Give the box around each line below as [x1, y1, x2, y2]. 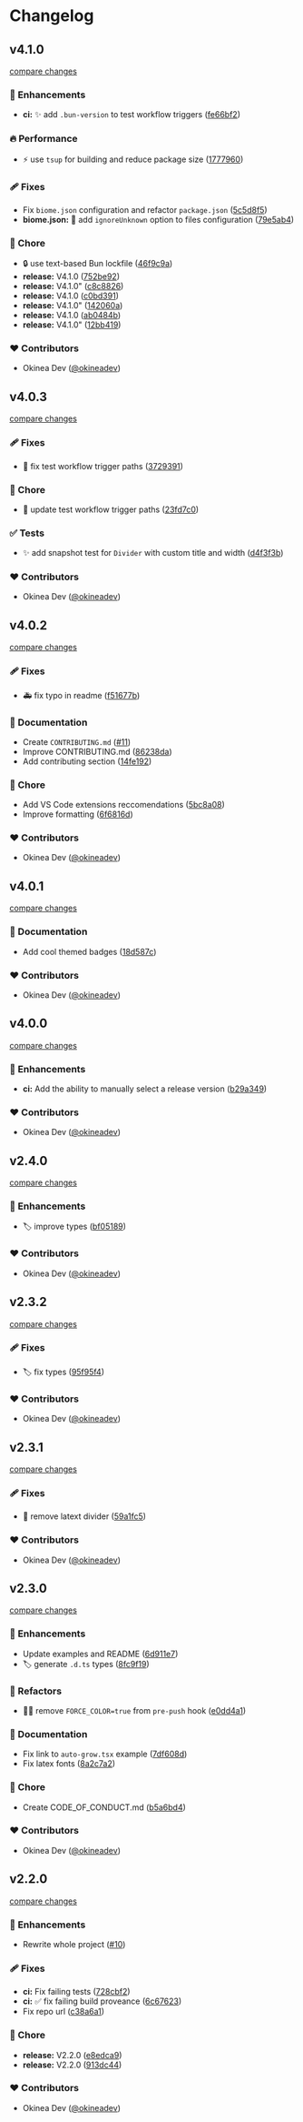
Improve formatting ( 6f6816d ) [22, 809, 133, 820]
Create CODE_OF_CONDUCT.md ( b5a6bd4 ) [22, 1802, 186, 1813]
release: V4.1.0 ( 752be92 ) [22, 271, 121, 282]
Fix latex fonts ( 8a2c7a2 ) [22, 1758, 116, 1769]
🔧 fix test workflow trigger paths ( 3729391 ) [22, 460, 184, 471]
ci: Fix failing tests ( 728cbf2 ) [22, 1986, 131, 1997]
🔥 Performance [9, 133, 79, 146]
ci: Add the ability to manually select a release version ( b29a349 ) [22, 1083, 268, 1094]
